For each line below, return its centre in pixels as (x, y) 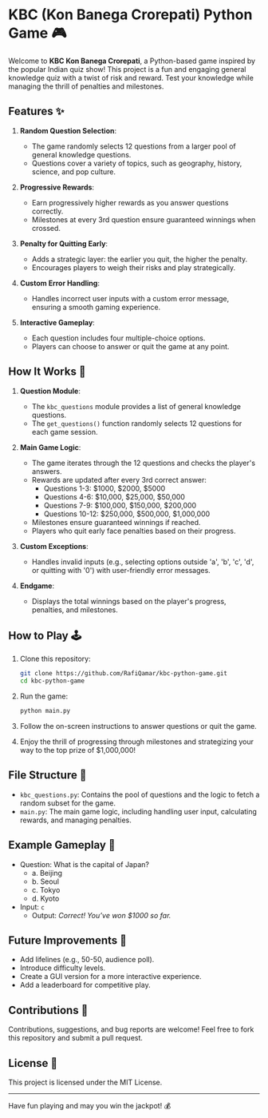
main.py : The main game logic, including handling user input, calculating (138, 811)
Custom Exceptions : (54, 546)
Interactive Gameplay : (57, 322)
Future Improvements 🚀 (68, 941)
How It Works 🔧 (47, 372)
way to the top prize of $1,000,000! (78, 750)
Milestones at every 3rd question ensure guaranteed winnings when (144, 219)
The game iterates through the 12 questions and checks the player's (144, 463)
